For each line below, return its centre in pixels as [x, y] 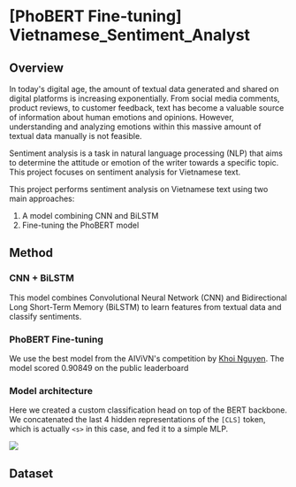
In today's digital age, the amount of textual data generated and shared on [144, 89]
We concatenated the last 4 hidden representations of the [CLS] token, [138, 420]
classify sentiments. [46, 316]
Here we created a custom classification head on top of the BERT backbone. [148, 410]
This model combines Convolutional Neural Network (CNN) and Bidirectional [148, 298]
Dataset [31, 473]
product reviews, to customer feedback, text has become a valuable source [147, 108]
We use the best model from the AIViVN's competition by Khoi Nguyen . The [147, 358]
